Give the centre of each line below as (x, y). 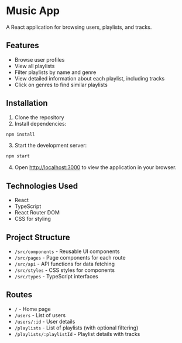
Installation (27, 103)
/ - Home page (32, 309)
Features (23, 46)
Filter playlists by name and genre (55, 72)
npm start (18, 156)
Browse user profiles (40, 59)
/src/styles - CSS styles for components (65, 270)
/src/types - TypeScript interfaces (56, 276)
